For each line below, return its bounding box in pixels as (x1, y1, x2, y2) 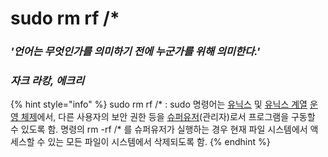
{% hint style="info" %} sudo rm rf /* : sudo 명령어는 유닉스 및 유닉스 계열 (10, 98, 308, 111)
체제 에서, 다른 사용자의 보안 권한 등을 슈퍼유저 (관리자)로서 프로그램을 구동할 (20, 111, 316, 123)
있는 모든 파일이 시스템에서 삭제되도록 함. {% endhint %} (47, 136, 271, 148)
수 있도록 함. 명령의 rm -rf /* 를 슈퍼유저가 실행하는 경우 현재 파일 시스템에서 (10, 123, 308, 136)
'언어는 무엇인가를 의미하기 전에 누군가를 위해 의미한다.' (10, 45, 261, 59)
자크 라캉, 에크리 (10, 74, 85, 88)
